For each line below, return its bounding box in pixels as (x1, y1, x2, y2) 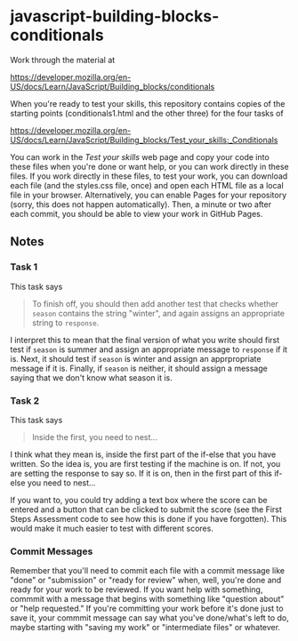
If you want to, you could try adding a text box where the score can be (10, 494, 268, 505)
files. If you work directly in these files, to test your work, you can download (10, 171, 288, 181)
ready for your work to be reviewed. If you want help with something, (10, 584, 263, 595)
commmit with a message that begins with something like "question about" (10, 594, 285, 605)
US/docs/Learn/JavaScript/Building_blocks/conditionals (10, 81, 215, 92)
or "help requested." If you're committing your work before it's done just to (10, 603, 284, 614)
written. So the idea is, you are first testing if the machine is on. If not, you (10, 458, 281, 469)
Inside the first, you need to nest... (31, 431, 158, 442)
